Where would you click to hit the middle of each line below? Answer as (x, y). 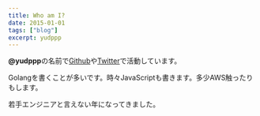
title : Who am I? (37, 15)
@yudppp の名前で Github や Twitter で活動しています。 (95, 61)
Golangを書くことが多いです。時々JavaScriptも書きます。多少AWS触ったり (131, 78)
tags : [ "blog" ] (33, 30)
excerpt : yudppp (35, 37)
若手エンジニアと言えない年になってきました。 (84, 104)
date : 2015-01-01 (37, 23)
